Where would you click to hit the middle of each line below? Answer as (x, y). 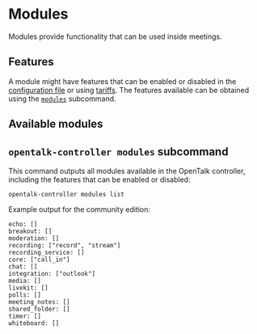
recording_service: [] (46, 252)
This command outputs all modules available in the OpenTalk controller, (127, 171)
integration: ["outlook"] (52, 273)
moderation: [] (34, 238)
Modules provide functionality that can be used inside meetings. (115, 36)
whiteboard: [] (34, 323)
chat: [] (23, 266)
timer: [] (25, 316)
